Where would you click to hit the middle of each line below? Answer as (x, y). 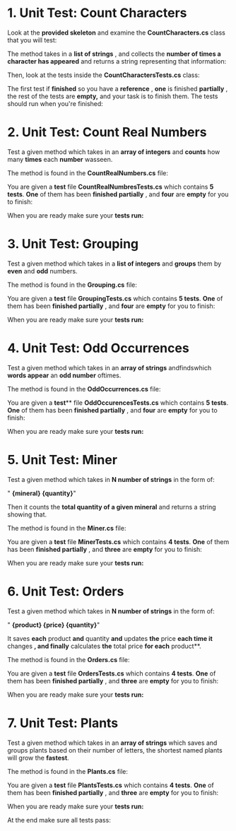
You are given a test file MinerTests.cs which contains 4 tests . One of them (118, 541)
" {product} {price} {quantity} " (54, 625)
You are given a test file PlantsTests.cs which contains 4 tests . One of (111, 785)
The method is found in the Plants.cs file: (68, 771)
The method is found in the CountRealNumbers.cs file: (88, 173)
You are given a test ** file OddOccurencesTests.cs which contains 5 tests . (118, 402)
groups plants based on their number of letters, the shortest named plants (115, 750)
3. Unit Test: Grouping (73, 244)
